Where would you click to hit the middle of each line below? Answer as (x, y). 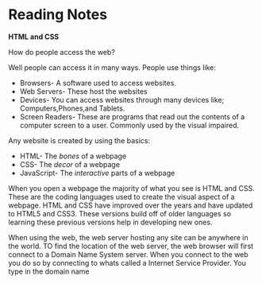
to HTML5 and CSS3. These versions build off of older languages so (120, 213)
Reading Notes (58, 15)
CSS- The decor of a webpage (70, 164)
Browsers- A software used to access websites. (98, 83)
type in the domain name (49, 271)
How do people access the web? (62, 52)
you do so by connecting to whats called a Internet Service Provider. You (127, 263)
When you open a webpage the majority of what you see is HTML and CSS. (132, 188)
